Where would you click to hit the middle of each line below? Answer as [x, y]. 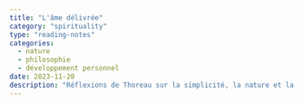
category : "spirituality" [58, 26]
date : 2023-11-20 [42, 77]
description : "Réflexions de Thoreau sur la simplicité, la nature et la [152, 85]
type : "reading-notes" [52, 34]
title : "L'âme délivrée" [56, 18]
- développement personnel [68, 69]
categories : [32, 43]
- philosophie [44, 60]
